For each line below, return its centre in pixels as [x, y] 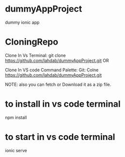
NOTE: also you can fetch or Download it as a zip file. [58, 84]
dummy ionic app [22, 22]
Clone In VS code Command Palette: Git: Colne [52, 70]
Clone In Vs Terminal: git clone [36, 55]
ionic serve [16, 150]
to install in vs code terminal [63, 104]
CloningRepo [32, 42]
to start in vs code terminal [60, 137]
